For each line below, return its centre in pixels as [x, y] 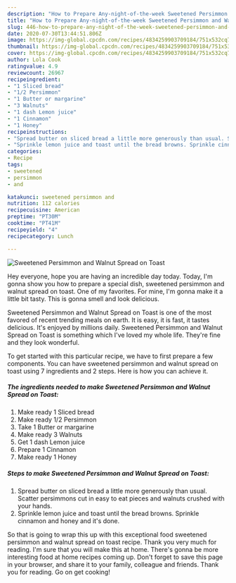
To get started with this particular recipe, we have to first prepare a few [110, 356]
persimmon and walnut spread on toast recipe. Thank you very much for [112, 542]
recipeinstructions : [38, 132]
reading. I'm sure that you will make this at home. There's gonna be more [113, 550]
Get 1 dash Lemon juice [51, 442]
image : [17, 40]
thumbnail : [23, 47]
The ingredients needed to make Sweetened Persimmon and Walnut [109, 387]
